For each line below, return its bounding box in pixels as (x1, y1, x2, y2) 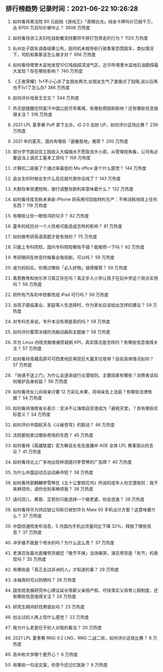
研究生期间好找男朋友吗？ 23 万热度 (12, 604, 85, 609)
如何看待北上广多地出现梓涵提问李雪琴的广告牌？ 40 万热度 (12, 459, 132, 465)
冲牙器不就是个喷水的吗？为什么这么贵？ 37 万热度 (12, 540, 115, 545)
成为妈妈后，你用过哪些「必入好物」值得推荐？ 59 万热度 (12, 264, 127, 270)
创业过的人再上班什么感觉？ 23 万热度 (12, 614, 89, 620)
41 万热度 (22, 449, 41, 455)
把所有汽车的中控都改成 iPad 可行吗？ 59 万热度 (12, 291, 109, 297)
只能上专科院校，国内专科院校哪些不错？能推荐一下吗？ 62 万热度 (12, 244, 144, 250)
